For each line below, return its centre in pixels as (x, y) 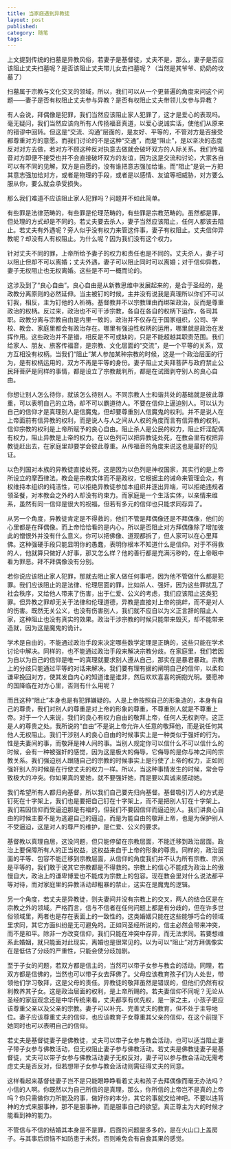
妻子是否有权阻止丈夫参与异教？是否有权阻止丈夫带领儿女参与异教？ (121, 100)
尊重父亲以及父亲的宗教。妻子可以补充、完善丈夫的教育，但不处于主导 (112, 1008)
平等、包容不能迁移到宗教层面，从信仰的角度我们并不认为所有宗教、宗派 (121, 859)
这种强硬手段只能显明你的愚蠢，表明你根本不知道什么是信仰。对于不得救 (121, 544)
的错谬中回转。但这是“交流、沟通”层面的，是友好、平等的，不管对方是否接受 (115, 132)
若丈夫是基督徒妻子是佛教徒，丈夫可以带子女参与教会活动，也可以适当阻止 (112, 1040)
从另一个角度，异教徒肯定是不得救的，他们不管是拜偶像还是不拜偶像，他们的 (115, 519)
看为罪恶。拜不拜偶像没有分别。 (52, 561)
